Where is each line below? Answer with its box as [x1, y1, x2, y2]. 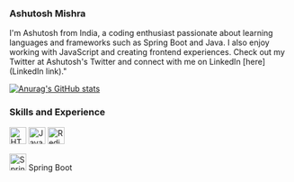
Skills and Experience [9, 106, 106, 119]
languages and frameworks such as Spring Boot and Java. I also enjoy [9, 37, 270, 48]
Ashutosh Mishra [9, 7, 86, 20]
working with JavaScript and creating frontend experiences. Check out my [9, 47, 286, 58]
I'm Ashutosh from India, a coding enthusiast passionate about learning [9, 28, 273, 39]
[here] [242, 57, 266, 68]
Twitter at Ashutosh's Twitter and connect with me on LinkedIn [9, 57, 241, 68]
